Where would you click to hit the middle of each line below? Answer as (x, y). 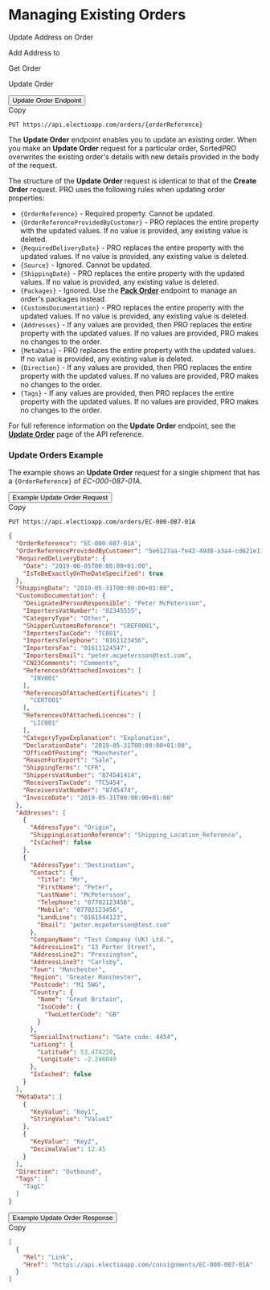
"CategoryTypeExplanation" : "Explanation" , (97, 737)
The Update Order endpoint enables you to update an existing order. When (133, 139)
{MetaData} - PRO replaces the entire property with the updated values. (138, 350)
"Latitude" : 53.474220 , (77, 1052)
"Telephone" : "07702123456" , (86, 902)
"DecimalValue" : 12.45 (67, 1149)
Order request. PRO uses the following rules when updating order (117, 189)
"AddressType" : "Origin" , (73, 828)
